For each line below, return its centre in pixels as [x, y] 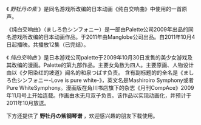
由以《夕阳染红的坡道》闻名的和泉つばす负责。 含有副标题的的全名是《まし [100, 73]
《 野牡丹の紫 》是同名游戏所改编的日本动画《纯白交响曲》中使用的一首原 [97, 9]
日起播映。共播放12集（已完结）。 [48, 45]
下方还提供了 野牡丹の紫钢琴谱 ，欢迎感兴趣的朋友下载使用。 [82, 116]
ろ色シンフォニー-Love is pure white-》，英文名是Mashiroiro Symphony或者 [100, 80]
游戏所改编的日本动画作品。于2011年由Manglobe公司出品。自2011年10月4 [103, 37]
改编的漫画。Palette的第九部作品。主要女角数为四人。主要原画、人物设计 [103, 65]
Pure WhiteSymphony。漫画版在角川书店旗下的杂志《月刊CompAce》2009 [100, 88]
